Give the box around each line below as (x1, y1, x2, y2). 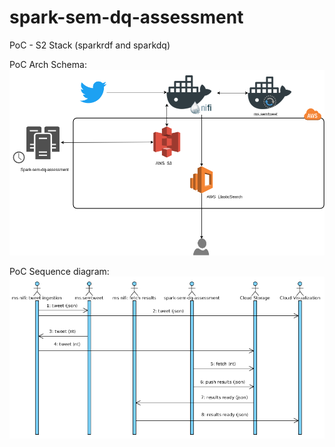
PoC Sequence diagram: (9, 265, 110, 277)
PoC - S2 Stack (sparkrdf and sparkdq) (9, 39, 171, 51)
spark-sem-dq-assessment (9, 6, 244, 29)
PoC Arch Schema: (9, 58, 87, 70)
